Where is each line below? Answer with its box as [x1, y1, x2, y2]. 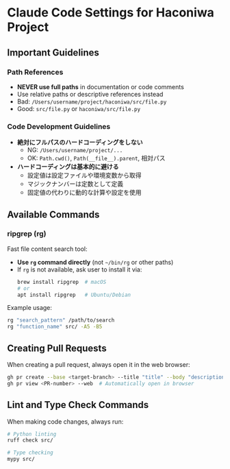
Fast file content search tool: [7, 245, 88, 253]
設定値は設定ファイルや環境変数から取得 [27, 171, 142, 180]
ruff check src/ [7, 437, 53, 444]
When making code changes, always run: [7, 417, 124, 426]
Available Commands [7, 208, 100, 220]
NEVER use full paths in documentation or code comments [16, 82, 185, 91]
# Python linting [7, 431, 57, 437]
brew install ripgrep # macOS [16, 278, 107, 285]
